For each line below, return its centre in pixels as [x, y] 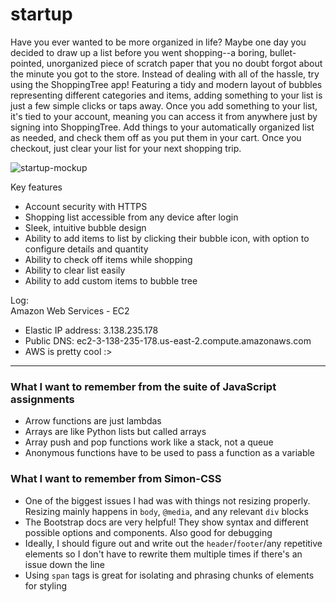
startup [41, 14]
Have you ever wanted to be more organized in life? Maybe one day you [158, 42]
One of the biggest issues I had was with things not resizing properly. [167, 500]
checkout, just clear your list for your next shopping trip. [126, 148]
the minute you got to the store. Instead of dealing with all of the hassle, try [165, 74]
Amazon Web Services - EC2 [70, 310]
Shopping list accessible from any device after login [131, 217]
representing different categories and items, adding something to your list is [166, 95]
